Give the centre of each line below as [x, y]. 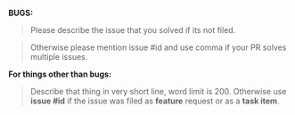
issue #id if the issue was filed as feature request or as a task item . [155, 101]
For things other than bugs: [60, 74]
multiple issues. [59, 57]
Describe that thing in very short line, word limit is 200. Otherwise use [158, 91]
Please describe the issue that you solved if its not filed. [133, 30]
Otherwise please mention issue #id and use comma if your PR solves [158, 47]
